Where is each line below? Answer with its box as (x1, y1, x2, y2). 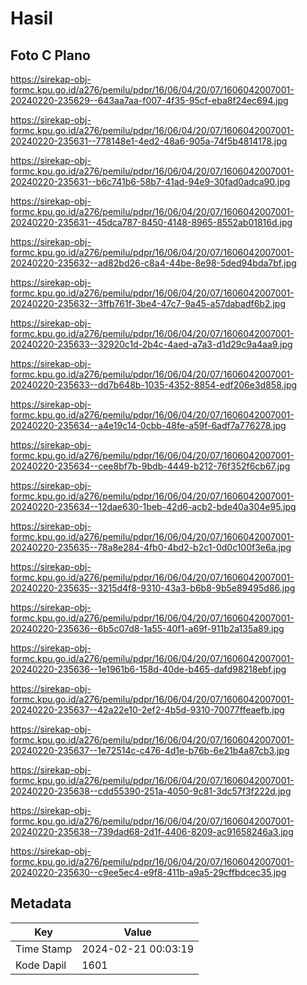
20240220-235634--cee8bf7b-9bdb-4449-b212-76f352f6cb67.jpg (10, 460, 291, 472)
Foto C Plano (10, 47, 91, 64)
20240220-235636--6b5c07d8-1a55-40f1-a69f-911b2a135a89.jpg (10, 623, 285, 634)
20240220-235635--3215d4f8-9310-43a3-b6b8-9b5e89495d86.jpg (10, 582, 296, 594)
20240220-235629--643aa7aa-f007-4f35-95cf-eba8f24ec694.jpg (10, 95, 289, 106)
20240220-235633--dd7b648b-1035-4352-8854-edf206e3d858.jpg (10, 379, 298, 391)
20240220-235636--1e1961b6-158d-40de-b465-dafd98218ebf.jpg (10, 663, 287, 675)
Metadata (10, 895, 72, 912)
